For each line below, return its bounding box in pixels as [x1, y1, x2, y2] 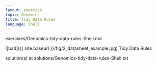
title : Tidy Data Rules [5, 17, 56, 22]
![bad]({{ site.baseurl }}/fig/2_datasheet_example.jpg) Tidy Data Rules [5, 45, 152, 51]
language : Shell [5, 21, 40, 27]
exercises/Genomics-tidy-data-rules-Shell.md [5, 36, 102, 42]
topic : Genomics [5, 12, 40, 17]
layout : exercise [5, 7, 42, 13]
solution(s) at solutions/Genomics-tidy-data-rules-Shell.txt [5, 55, 128, 61]
